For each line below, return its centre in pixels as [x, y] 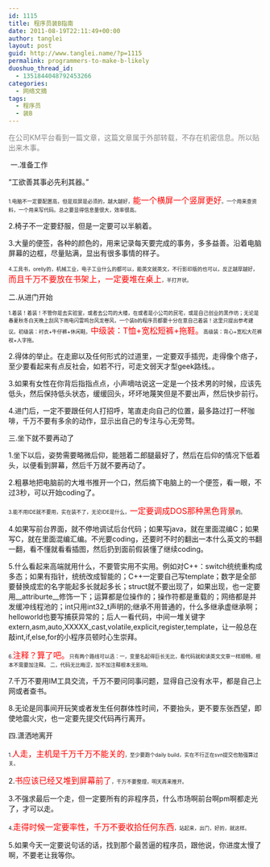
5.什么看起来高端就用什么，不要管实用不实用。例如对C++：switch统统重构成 [135, 566]
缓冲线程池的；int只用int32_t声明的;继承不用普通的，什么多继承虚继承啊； [137, 606]
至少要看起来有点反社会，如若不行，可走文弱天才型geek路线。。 [114, 366]
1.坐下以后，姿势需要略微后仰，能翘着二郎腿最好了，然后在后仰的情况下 [127, 455]
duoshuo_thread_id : [41, 69]
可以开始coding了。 [66, 492]
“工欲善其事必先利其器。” [49, 182]
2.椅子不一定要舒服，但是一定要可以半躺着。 [82, 226]
